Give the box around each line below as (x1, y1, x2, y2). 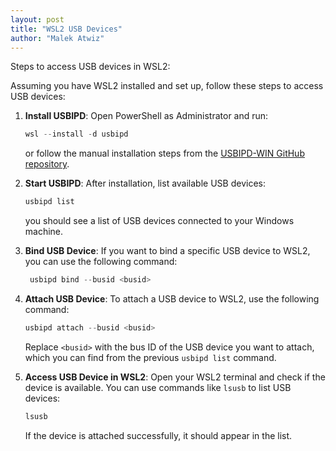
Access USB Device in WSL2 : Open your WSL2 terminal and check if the (24, 371, 326, 383)
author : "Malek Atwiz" (10, 33, 105, 43)
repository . (24, 158, 70, 170)
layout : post (10, 14, 65, 25)
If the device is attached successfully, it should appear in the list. (24, 429, 293, 441)
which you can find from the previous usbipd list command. (24, 351, 277, 363)
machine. (24, 226, 64, 238)
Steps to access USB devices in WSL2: (10, 61, 171, 73)
